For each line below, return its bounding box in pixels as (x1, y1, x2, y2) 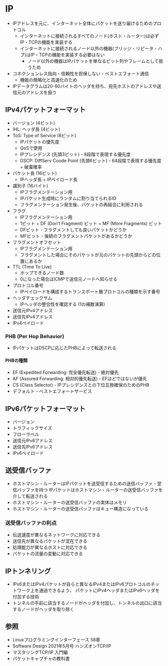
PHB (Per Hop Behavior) (5, 333, 64, 340)
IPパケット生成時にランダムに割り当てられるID (20, 195, 117, 201)
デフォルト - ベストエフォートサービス (12, 388, 92, 395)
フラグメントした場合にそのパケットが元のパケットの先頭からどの (20, 252, 156, 258)
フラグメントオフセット (12, 239, 61, 245)
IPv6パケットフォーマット (5, 404, 86, 413)
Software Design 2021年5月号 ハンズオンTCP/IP (12, 643, 112, 649)
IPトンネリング (5, 566, 51, 576)
